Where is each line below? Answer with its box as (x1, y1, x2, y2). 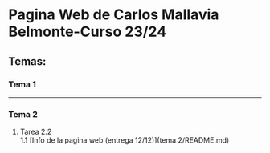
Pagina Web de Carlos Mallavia (8, 6, 219, 24)
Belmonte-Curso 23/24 (8, 22, 167, 41)
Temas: (8, 54, 47, 68)
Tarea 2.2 (19, 127, 52, 137)
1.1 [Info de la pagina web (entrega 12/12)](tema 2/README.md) (19, 135, 230, 145)
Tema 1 (8, 79, 36, 90)
